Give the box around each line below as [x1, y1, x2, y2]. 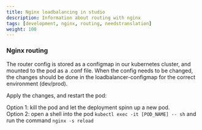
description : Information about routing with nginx [6, 15, 141, 21]
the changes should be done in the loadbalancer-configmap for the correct [6, 73, 196, 80]
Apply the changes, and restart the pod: [6, 91, 107, 99]
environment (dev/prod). [6, 80, 68, 87]
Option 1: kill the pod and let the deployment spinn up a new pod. [6, 104, 170, 111]
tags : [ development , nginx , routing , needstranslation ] [6, 20, 152, 26]
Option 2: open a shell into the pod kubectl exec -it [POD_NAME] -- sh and [6, 110, 196, 117]
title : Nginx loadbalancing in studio [6, 9, 105, 15]
